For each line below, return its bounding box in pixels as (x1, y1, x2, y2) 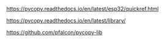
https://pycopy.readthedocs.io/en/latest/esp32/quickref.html (6, 5, 159, 12)
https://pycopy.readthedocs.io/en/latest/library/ (6, 17, 127, 24)
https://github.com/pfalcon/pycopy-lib (6, 29, 103, 36)
